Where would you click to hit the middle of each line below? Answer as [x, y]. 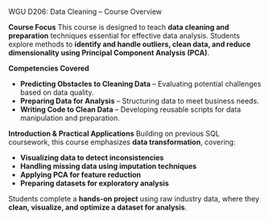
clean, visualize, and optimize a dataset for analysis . [98, 207]
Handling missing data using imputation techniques [108, 166]
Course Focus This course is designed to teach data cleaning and [119, 27]
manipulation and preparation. [70, 118]
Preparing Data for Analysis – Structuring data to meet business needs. [139, 101]
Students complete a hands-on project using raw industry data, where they [134, 199]
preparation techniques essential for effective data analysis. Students [124, 36]
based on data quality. [57, 92]
